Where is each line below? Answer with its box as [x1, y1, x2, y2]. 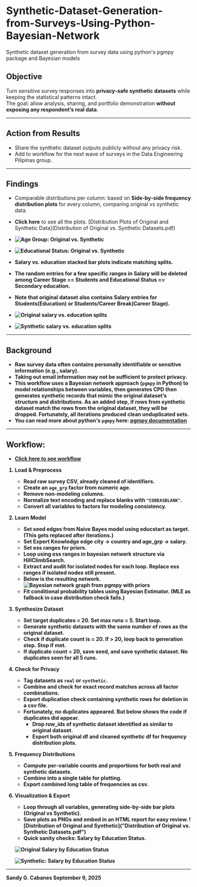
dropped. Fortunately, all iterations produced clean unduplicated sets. [14, 411, 189, 418]
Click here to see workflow [14, 455, 81, 462]
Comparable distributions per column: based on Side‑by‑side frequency [14, 195, 191, 202]
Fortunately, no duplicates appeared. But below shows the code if [23, 708, 187, 715]
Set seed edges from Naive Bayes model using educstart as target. [23, 526, 189, 532]
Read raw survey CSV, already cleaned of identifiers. [23, 478, 155, 485]
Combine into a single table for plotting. [23, 774, 122, 781]
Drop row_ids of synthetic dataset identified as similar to [32, 720, 173, 727]
